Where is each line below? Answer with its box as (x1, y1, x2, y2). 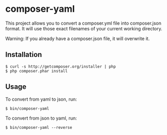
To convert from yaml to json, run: (5, 96, 77, 102)
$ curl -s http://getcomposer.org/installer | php (5, 64, 116, 69)
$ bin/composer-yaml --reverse (5, 125, 72, 130)
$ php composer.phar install (5, 68, 68, 73)
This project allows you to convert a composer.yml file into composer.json (5, 20, 162, 26)
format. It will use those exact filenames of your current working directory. (5, 25, 163, 31)
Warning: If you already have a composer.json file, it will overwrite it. (5, 35, 150, 42)
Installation (5, 50, 42, 59)
